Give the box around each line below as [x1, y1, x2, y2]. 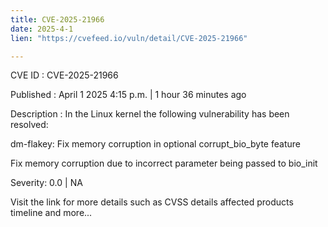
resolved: [10, 119, 49, 131]
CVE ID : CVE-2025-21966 [10, 69, 119, 81]
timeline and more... [10, 207, 93, 219]
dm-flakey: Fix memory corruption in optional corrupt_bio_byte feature [10, 138, 301, 150]
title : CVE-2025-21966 [10, 14, 105, 25]
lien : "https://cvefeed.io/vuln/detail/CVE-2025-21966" [10, 33, 248, 43]
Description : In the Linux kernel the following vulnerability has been [10, 108, 290, 120]
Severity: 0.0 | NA [10, 177, 83, 189]
